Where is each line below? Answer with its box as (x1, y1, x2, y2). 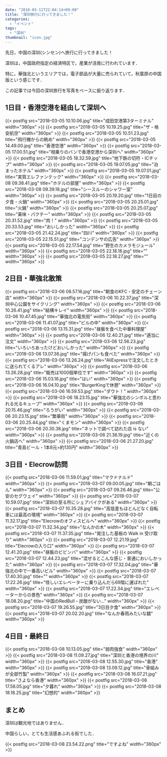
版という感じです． (5, 77, 45, 83)
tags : (5, 26, 16, 31)
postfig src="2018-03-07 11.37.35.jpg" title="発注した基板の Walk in (5, 531, 144, 537)
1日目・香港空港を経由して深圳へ (5, 103, 106, 112)
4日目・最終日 (5, 632, 49, 640)
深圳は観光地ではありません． (5, 720, 66, 726)
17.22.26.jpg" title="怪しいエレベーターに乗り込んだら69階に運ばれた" (5, 579, 149, 585)
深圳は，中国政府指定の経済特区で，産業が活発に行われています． (5, 60, 140, 66)
